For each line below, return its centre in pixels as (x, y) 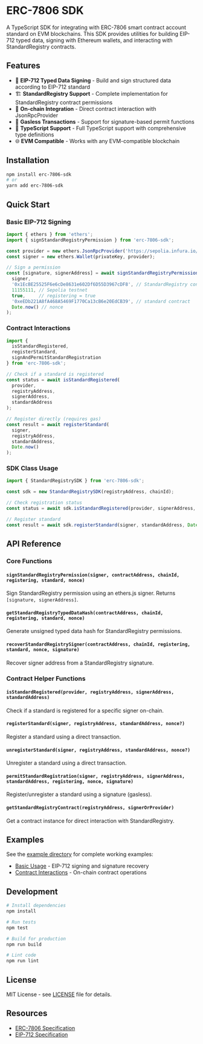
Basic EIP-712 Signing (39, 222)
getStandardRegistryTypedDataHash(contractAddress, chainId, (85, 613)
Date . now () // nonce (37, 307)
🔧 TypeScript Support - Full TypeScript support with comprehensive (100, 128)
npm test (17, 928)
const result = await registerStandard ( (58, 424)
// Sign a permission (34, 267)
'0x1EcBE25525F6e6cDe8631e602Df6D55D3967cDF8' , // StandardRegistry (100, 284)
